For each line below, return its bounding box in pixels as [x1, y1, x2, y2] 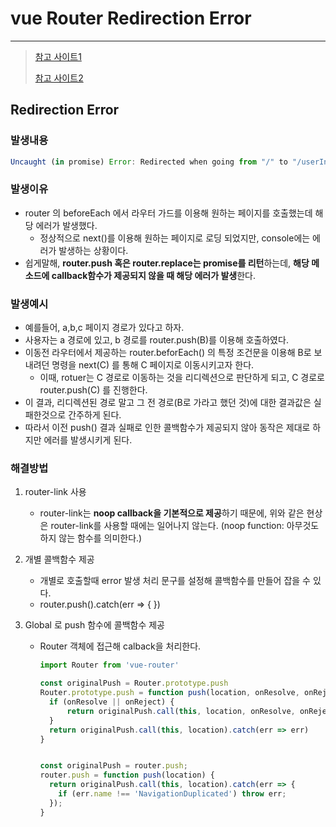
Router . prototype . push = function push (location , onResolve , [39, 688, 300, 698]
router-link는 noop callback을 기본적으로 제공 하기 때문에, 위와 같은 [39, 507, 305, 519]
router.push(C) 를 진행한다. [39, 384, 148, 396]
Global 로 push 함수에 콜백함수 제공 [24, 619, 165, 631]
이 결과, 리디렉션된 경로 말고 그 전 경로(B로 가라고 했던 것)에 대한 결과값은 [24, 397, 312, 409]
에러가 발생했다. [35, 219, 98, 231]
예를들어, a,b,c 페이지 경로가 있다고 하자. [24, 322, 185, 334]
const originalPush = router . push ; [39, 761, 188, 771]
